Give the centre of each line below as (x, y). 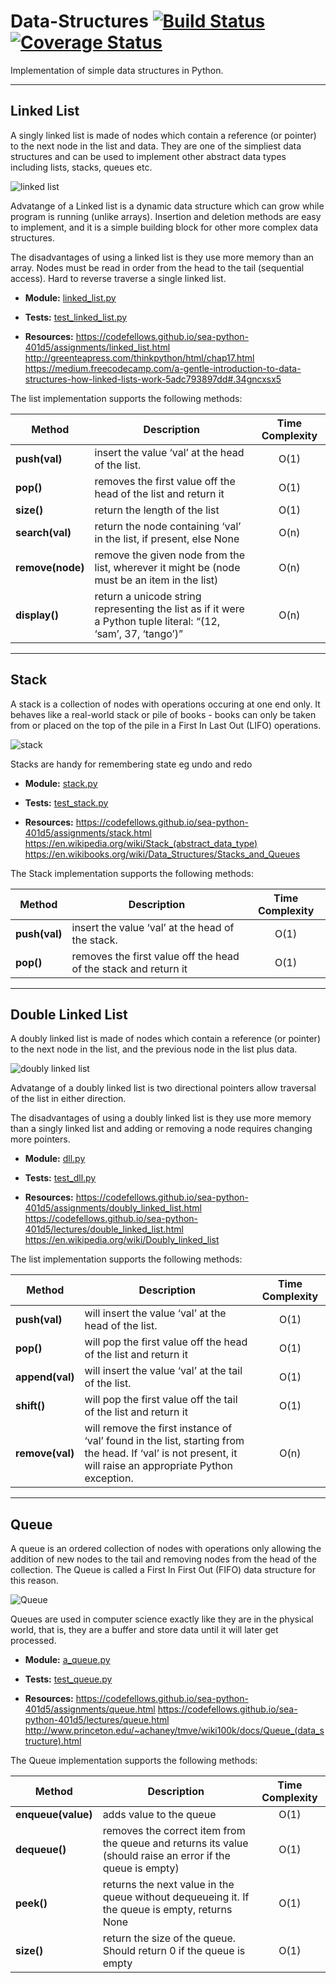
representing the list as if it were (169, 608)
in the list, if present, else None (167, 538)
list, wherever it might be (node (167, 567)
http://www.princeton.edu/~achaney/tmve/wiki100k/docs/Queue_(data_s (174, 1731)
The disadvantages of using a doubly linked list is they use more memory (161, 1118)
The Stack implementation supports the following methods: (132, 873)
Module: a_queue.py (67, 1660)
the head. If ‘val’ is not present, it (161, 1453)
